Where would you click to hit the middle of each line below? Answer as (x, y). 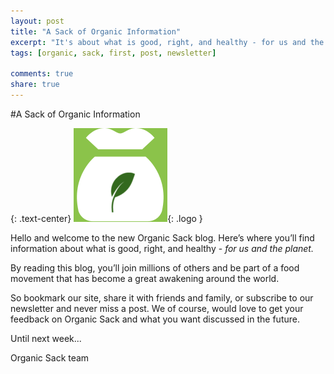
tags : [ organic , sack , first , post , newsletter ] (113, 53)
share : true (35, 85)
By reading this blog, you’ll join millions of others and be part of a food (155, 267)
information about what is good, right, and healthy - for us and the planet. (162, 248)
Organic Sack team (50, 357)
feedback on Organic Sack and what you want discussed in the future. (155, 319)
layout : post (37, 21)
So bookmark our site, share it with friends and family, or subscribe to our (162, 297)
